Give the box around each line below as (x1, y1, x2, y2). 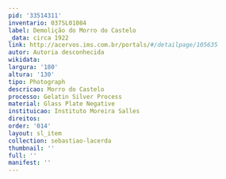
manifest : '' (8, 159, 52, 167)
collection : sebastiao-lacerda (8, 136, 112, 145)
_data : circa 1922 (8, 33, 69, 42)
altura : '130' (8, 70, 56, 78)
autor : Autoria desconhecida (8, 48, 105, 56)
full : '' (8, 151, 37, 159)
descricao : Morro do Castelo (8, 85, 105, 93)
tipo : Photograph (8, 78, 66, 86)
